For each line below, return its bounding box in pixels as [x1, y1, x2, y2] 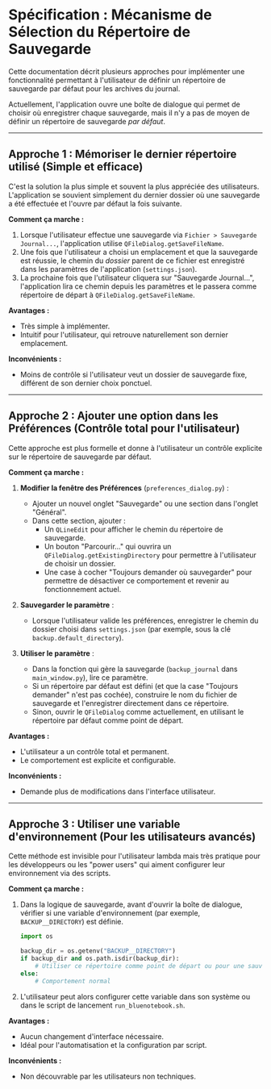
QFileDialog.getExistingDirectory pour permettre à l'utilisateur [44, 550, 256, 560]
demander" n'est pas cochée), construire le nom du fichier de [31, 690, 238, 699]
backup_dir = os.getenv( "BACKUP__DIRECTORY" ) [19, 947, 176, 955]
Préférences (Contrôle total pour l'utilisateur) [8, 422, 240, 436]
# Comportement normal [35, 977, 111, 985]
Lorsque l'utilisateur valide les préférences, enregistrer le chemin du [31, 615, 259, 625]
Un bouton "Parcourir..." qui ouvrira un [44, 541, 172, 551]
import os [19, 933, 54, 941]
